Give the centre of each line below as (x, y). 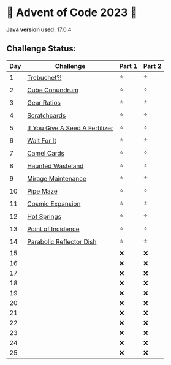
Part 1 (128, 66)
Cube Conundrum (53, 90)
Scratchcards (47, 116)
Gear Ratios (44, 103)
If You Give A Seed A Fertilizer (70, 128)
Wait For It (42, 141)
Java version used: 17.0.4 (39, 29)
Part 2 (152, 66)
